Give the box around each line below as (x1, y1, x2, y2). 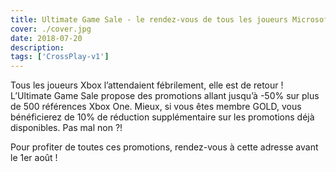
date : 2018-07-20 (10, 33, 83, 43)
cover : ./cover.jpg (10, 24, 92, 34)
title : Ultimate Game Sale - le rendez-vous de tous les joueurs (10, 14, 288, 25)
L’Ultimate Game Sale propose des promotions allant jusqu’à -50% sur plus (10, 90, 320, 102)
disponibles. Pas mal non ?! (10, 122, 123, 134)
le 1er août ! (10, 152, 58, 164)
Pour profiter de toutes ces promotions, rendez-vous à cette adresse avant (10, 141, 319, 153)
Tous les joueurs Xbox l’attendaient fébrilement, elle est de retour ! (10, 79, 284, 91)
